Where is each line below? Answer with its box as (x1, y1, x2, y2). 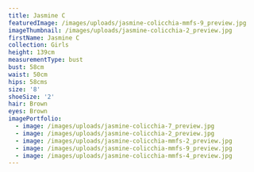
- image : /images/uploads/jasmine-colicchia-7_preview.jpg (15, 122, 215, 130)
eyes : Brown (8, 108, 48, 116)
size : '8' (8, 85, 41, 94)
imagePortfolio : (8, 115, 62, 123)
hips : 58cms (8, 78, 48, 86)
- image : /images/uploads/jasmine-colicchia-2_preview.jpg (15, 129, 215, 137)
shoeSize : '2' (8, 93, 56, 101)
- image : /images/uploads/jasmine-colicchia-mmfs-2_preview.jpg (15, 136, 233, 145)
